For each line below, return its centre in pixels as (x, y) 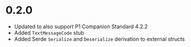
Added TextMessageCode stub (49, 32)
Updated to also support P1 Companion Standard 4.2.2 (81, 26)
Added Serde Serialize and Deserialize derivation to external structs (99, 39)
